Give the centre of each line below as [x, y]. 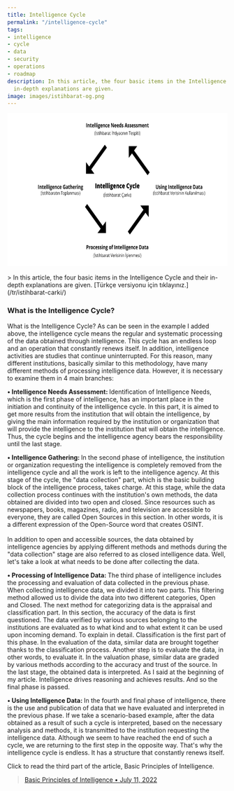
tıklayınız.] [174, 285]
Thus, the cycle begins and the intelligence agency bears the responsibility [115, 436]
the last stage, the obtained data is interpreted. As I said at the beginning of [116, 672]
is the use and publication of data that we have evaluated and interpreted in [116, 708]
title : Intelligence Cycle [46, 15]
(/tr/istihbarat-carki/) [37, 293]
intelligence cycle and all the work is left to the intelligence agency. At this [114, 472]
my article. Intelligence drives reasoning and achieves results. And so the [112, 679]
